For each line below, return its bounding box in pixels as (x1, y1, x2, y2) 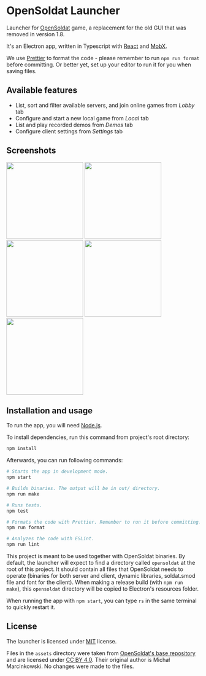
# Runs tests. (6, 502, 43, 508)
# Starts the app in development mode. (6, 468, 109, 475)
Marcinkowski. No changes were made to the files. (6, 662, 134, 670)
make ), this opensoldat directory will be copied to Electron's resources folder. (6, 585, 199, 592)
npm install (6, 446, 37, 452)
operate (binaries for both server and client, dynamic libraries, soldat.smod (6, 572, 196, 579)
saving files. (6, 67, 37, 74)
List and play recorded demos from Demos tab (15, 121, 133, 128)
